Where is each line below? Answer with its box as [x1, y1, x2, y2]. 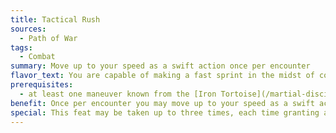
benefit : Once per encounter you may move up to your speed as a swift [10, 98, 315, 108]
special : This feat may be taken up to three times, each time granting [10, 107, 320, 118]
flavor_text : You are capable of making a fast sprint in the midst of [10, 71, 315, 81]
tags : [10, 42, 33, 53]
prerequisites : [10, 80, 74, 90]
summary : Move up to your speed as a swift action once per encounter [10, 61, 311, 71]
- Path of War [19, 33, 78, 43]
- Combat [19, 52, 56, 62]
